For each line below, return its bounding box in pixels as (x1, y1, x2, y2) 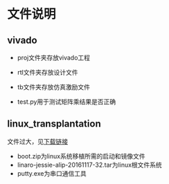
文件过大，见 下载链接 (7, 137, 68, 145)
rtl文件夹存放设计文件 (17, 68, 78, 76)
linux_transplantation (7, 118, 102, 130)
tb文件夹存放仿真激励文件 (17, 83, 90, 91)
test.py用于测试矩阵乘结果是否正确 (17, 98, 116, 106)
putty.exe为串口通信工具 (17, 169, 87, 177)
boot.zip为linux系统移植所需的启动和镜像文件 (17, 151, 145, 160)
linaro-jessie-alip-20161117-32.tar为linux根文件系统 (17, 160, 163, 169)
